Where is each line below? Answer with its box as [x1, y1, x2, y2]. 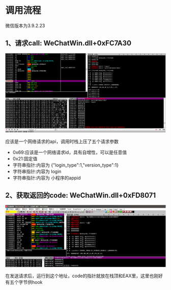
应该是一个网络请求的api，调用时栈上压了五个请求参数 [5, 138, 119, 144]
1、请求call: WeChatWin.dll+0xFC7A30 [5, 39, 131, 47]
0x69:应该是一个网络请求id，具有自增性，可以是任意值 [12, 149, 127, 155]
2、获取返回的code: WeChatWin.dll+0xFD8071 [5, 191, 156, 200]
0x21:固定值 [12, 155, 38, 161]
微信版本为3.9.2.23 [5, 22, 45, 29]
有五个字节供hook [5, 279, 43, 285]
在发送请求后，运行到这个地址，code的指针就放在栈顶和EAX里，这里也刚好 [5, 273, 163, 279]
